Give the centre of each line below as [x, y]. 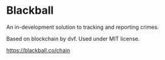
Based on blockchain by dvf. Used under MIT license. [73, 38]
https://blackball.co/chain [38, 50]
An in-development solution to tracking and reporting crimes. [82, 27]
